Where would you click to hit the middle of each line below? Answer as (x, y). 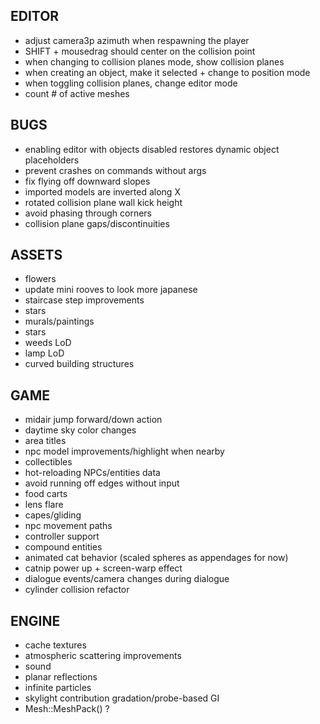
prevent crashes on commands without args (115, 170)
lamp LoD (44, 353)
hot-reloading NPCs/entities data (92, 473)
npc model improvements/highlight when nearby (124, 451)
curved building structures (79, 364)
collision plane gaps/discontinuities (97, 223)
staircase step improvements (84, 300)
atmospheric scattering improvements (103, 656)
